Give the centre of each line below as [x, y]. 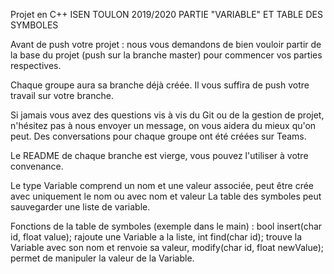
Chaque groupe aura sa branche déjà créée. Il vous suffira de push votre [160, 85]
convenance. [37, 166]
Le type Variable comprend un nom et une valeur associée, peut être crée [162, 185]
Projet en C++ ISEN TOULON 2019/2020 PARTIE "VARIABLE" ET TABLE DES [166, 14]
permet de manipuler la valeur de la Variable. [102, 258]
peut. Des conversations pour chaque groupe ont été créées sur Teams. [158, 136]
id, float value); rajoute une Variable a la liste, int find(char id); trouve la [156, 237]
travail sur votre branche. [62, 95]
